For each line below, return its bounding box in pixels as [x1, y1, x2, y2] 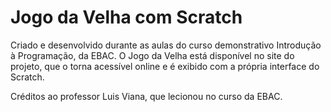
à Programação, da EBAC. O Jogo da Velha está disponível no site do [10, 49, 295, 61]
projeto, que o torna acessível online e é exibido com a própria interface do [10, 60, 320, 72]
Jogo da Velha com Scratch [10, 6, 243, 29]
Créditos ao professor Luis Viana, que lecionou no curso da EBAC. [10, 90, 283, 102]
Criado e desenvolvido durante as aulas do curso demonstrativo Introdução [10, 39, 322, 51]
